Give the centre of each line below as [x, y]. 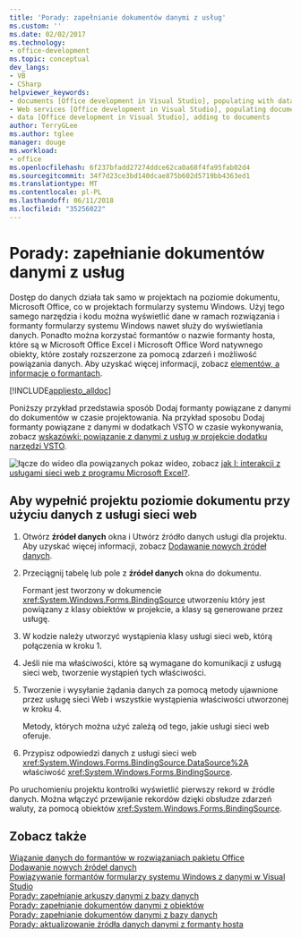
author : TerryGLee [43, 126]
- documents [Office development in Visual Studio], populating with [142, 101]
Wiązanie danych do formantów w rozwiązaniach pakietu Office [127, 858]
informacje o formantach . [56, 373]
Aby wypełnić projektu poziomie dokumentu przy [150, 501]
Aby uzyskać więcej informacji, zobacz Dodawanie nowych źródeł [144, 546]
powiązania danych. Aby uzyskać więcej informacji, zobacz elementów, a [145, 363]
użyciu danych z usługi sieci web [103, 515]
